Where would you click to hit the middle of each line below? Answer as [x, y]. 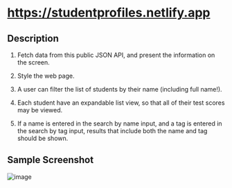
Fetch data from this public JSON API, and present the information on [116, 55]
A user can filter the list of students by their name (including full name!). [120, 89]
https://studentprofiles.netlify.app [109, 13]
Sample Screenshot [51, 160]
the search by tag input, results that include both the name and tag [112, 131]
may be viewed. [40, 110]
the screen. [33, 62]
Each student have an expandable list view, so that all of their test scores [121, 103]
